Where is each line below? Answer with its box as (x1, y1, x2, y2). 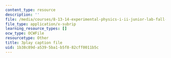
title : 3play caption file (5, 40, 63, 45)
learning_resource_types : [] (5, 26, 67, 31)
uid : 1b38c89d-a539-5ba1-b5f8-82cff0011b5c (5, 45, 99, 50)
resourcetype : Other (5, 36, 49, 41)
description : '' (5, 12, 40, 17)
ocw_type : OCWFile (5, 31, 44, 36)
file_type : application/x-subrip (5, 21, 76, 27)
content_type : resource (5, 7, 56, 13)
